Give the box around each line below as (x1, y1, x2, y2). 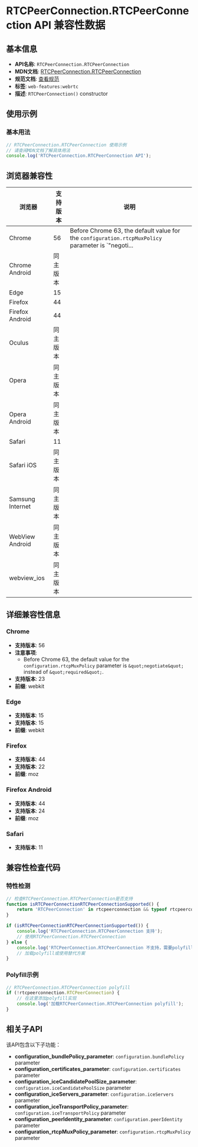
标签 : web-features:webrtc (14, 83, 78, 90)
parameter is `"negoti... (70, 241, 134, 250)
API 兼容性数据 (34, 19, 106, 32)
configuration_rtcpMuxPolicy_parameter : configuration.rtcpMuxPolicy (14, 1128, 192, 1135)
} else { (6, 939, 28, 945)
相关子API (6, 1024, 43, 1034)
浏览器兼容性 (6, 171, 53, 181)
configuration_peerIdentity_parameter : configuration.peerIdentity (14, 1115, 183, 1122)
